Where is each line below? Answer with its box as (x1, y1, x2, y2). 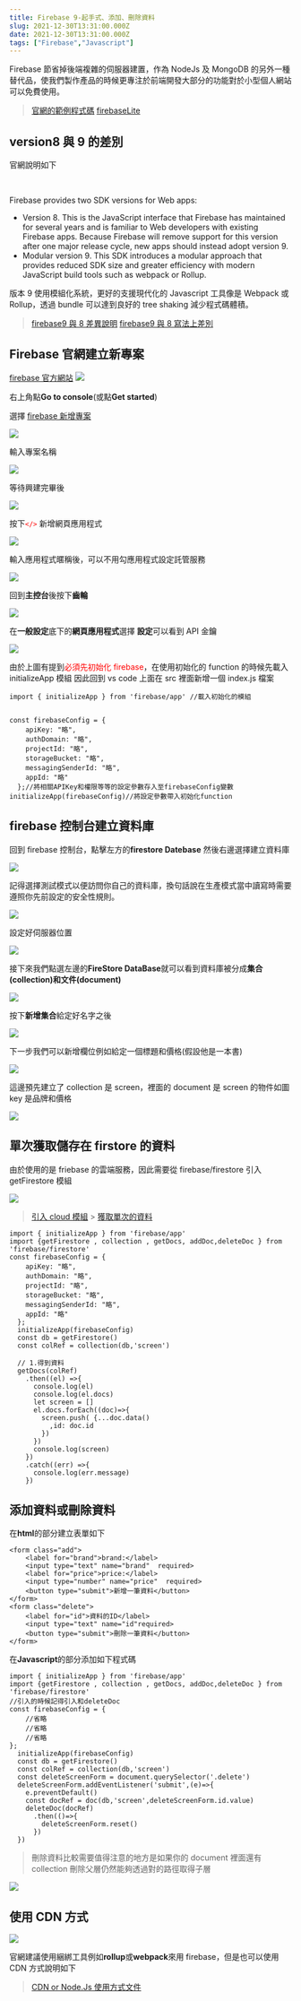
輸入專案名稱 (9, 446, 56, 457)
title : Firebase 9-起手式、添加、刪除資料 (9, 13, 155, 22)
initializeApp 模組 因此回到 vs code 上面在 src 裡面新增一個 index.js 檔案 (9, 672, 275, 683)
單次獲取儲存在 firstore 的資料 (9, 1139, 176, 1154)
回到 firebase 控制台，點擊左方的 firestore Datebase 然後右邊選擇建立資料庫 (9, 844, 290, 854)
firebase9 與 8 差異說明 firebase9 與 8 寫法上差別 (30, 318, 213, 329)
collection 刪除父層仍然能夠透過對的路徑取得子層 (30, 1864, 211, 1875)
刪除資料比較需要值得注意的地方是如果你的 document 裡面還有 (30, 1852, 262, 1863)
